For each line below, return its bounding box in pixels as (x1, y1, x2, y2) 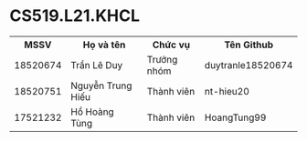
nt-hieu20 (204, 85, 249, 97)
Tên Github (224, 38, 274, 51)
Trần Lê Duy (70, 58, 123, 71)
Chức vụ (152, 38, 190, 51)
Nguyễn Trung (70, 79, 132, 92)
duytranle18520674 (204, 58, 293, 71)
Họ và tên (82, 38, 126, 51)
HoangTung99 (204, 111, 267, 124)
